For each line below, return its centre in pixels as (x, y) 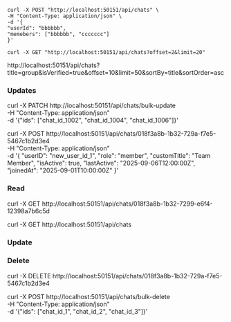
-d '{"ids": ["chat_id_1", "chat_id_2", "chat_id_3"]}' (77, 311)
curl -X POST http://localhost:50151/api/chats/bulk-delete (89, 296)
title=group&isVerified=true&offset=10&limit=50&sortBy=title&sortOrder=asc (116, 72)
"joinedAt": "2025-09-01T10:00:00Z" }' (63, 170)
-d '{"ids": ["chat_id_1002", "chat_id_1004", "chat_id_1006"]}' (93, 120)
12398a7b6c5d (29, 211)
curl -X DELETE (29, 276)
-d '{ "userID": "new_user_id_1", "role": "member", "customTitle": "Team (109, 156)
